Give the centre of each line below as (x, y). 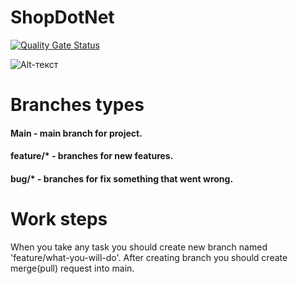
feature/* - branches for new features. (92, 156)
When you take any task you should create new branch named (139, 247)
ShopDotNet (62, 17)
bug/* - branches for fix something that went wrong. (122, 178)
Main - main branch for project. (76, 133)
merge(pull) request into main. (72, 268)
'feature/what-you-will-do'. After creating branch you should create (149, 257)
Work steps (59, 219)
